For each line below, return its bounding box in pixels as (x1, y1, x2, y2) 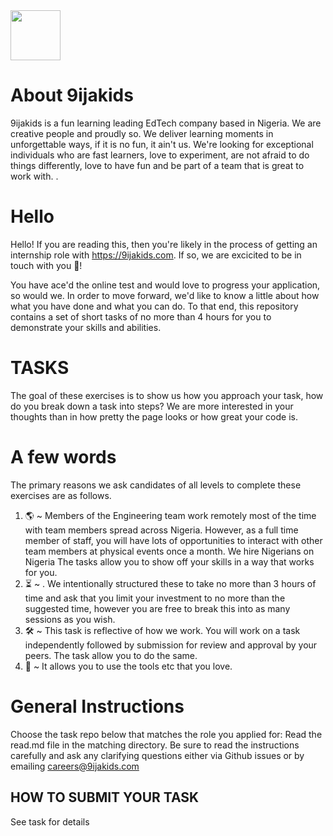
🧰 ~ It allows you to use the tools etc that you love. (24, 660, 233, 672)
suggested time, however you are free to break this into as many (24, 602, 291, 614)
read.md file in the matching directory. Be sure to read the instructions (10, 739, 300, 751)
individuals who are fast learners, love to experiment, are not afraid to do (10, 149, 310, 161)
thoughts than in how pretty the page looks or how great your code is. (10, 410, 298, 423)
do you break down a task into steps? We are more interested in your (10, 400, 294, 412)
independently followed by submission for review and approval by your (24, 639, 318, 651)
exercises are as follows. (10, 489, 112, 501)
